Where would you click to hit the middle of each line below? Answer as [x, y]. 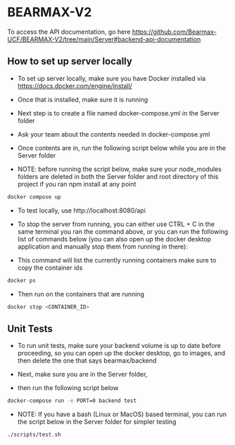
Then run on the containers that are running [81, 294]
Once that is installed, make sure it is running [83, 99]
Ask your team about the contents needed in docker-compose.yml [114, 134]
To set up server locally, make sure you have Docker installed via [112, 78]
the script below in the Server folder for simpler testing [97, 422]
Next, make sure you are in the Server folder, [82, 375]
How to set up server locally [70, 62]
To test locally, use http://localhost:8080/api [82, 210]
